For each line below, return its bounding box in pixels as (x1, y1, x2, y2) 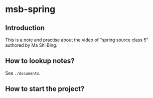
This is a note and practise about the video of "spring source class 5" (5, 37, 149, 43)
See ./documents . (5, 70, 41, 76)
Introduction (5, 24, 45, 32)
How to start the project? (5, 84, 85, 93)
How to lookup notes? (5, 57, 75, 65)
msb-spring (5, 4, 56, 15)
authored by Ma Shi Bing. (5, 42, 58, 48)
